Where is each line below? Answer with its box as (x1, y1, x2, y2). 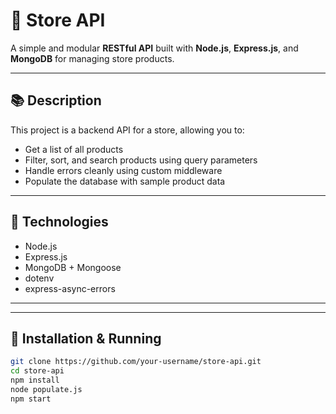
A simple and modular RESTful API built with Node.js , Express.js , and (10, 42, 299, 54)
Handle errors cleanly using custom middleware (24, 164, 223, 176)
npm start (10, 394, 52, 404)
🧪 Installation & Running (10, 330, 162, 347)
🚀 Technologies (10, 214, 109, 231)
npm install (10, 375, 60, 386)
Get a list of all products (24, 143, 124, 155)
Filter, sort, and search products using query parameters (24, 154, 258, 166)
